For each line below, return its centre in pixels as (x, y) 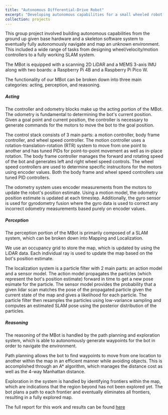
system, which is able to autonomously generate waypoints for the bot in (80, 341)
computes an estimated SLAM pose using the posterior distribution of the (81, 306)
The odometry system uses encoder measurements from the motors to (78, 187)
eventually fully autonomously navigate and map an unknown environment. (82, 44)
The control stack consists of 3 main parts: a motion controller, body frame (82, 135)
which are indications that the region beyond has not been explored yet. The (84, 387)
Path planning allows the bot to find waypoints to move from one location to (83, 356)
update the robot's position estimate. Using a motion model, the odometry (81, 193)
